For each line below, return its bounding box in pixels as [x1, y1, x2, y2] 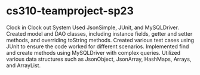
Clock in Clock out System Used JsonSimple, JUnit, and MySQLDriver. [6, 24, 179, 31]
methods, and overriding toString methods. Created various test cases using [6, 36, 195, 43]
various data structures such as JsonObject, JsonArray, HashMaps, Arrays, [6, 55, 192, 62]
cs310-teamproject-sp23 [6, 4, 134, 18]
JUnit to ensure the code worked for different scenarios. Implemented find [6, 43, 189, 50]
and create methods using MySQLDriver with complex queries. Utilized [6, 49, 181, 56]
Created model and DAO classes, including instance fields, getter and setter [6, 30, 193, 37]
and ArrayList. [6, 61, 41, 69]
